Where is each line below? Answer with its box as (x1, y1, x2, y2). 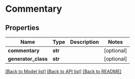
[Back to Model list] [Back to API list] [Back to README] (5, 68, 122, 74)
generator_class (8, 56, 48, 62)
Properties (5, 23, 40, 32)
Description (70, 39, 99, 45)
